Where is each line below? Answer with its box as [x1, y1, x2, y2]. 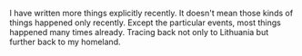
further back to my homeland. [9, 36, 121, 47]
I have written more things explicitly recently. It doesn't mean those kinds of [9, 8, 294, 18]
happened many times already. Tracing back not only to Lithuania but [9, 27, 269, 37]
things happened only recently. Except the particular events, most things [9, 17, 282, 28]
